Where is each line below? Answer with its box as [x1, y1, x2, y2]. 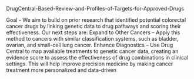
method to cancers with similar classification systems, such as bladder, [6, 35, 179, 42]
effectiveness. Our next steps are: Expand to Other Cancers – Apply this [6, 29, 180, 36]
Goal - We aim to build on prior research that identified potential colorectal [6, 17, 186, 23]
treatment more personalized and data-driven [6, 67, 116, 73]
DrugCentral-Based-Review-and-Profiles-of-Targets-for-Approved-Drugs [6, 5, 184, 12]
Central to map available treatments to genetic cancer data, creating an [6, 48, 179, 55]
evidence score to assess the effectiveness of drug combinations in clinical [6, 54, 189, 61]
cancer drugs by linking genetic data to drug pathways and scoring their [6, 23, 181, 29]
